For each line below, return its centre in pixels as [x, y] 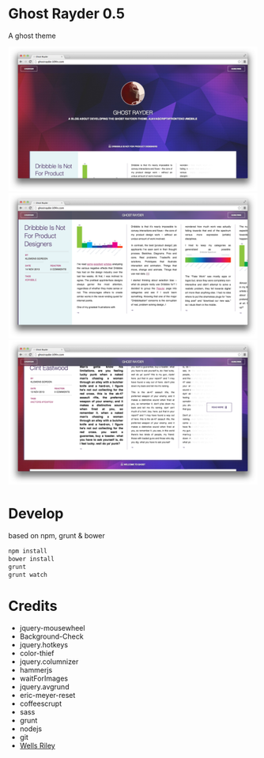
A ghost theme [32, 36]
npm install [28, 551]
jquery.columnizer [49, 662]
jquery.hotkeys [44, 644]
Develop [36, 514]
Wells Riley [37, 745]
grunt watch [28, 575]
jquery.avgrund [44, 686]
